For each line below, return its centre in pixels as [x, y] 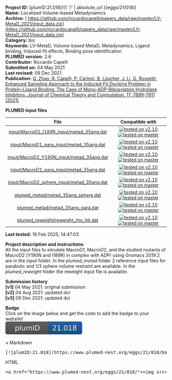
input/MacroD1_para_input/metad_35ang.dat [58, 144]
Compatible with [138, 122]
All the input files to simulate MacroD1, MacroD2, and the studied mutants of [86, 250]
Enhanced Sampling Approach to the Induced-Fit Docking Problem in [78, 84]
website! [14, 319]
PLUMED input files [26, 110]
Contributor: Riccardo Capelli [37, 62]
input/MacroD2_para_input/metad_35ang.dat [58, 170]
